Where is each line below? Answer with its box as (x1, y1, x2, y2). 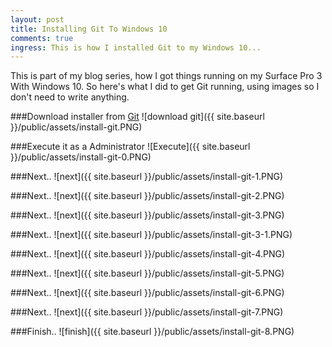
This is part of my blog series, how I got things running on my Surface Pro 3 (10, 70, 323, 82)
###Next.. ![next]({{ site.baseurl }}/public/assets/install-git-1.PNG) (10, 171, 284, 183)
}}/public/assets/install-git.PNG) (10, 121, 143, 133)
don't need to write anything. (10, 91, 130, 103)
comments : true (10, 33, 74, 43)
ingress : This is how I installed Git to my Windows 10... (10, 42, 262, 53)
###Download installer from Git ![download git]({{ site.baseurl (10, 111, 265, 123)
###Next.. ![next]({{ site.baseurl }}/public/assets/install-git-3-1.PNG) (10, 229, 293, 241)
